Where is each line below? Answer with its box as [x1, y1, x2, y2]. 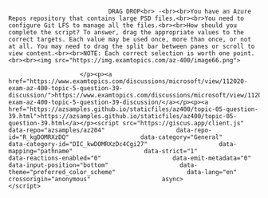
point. [233, 49, 255, 57]
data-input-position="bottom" [8, 161, 109, 169]
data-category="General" [140, 133, 223, 141]
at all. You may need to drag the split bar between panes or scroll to [8, 42, 255, 50]
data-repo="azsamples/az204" [8, 126, 105, 134]
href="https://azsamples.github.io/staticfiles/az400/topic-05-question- [8, 105, 259, 113]
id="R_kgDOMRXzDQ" [8, 133, 69, 141]
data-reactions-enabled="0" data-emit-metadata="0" [8, 154, 251, 162]
